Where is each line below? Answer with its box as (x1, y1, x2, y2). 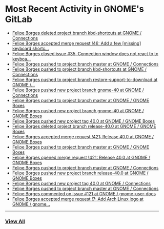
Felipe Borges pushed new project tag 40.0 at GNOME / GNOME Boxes (12, 118, 155, 124)
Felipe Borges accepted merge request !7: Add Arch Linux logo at (12, 196, 144, 202)
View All (5, 218, 25, 225)
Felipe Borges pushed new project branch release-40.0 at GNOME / (12, 170, 149, 176)
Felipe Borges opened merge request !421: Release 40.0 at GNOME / (12, 154, 150, 160)
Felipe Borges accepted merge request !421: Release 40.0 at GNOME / (12, 133, 154, 140)
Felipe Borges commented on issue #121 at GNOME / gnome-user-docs (12, 190, 156, 196)
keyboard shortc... (12, 45, 49, 51)
